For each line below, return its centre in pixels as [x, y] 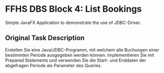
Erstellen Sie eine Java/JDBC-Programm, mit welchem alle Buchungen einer [82, 49]
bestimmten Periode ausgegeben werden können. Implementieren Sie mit [80, 55]
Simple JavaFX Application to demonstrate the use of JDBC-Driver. [73, 23]
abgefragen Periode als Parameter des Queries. [53, 65]
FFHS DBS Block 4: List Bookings [73, 9]
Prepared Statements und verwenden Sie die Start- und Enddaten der [76, 60]
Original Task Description [45, 38]
